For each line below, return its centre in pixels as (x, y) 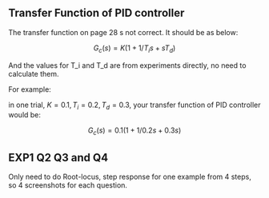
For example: (30, 89)
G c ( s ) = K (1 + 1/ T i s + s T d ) (134, 49)
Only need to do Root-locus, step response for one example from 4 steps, (130, 177)
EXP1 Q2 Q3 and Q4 (58, 158)
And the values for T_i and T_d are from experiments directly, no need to (127, 65)
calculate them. (34, 73)
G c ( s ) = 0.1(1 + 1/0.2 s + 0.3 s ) (134, 131)
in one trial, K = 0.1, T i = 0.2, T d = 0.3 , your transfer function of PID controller (135, 105)
